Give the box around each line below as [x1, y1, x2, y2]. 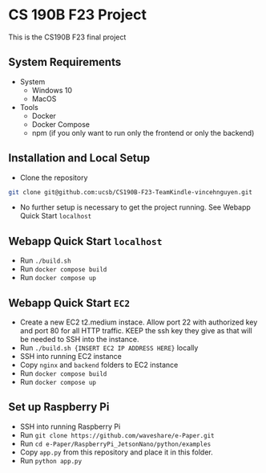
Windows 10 [31, 85, 73, 95]
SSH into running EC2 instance [19, 352, 122, 361]
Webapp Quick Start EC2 [8, 296, 131, 310]
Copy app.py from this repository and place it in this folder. [19, 447, 214, 457]
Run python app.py [19, 455, 83, 465]
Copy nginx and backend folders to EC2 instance [19, 360, 179, 370]
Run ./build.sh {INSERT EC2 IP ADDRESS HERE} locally [19, 343, 199, 353]
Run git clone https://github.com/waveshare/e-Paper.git [19, 430, 215, 439]
